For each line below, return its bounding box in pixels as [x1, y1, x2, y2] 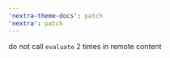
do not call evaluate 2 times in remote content [8, 41, 162, 51]
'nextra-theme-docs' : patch [8, 11, 104, 20]
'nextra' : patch [8, 19, 63, 27]
